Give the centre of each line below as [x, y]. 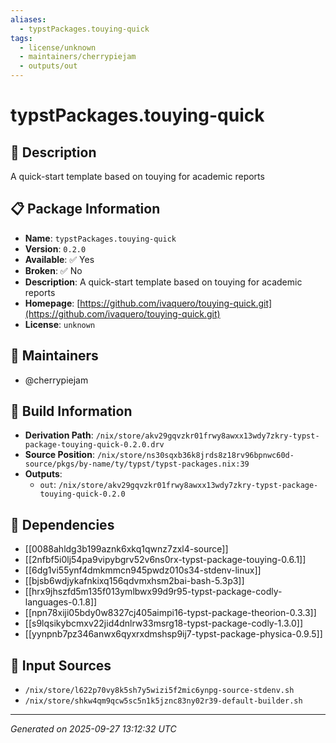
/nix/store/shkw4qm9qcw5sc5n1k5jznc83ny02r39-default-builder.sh [163, 701]
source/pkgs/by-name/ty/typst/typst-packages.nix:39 [137, 464]
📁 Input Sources [61, 665]
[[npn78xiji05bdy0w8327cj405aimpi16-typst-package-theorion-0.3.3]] [170, 613]
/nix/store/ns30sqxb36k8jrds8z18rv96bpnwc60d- [195, 456]
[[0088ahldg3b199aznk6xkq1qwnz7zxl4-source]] [126, 549]
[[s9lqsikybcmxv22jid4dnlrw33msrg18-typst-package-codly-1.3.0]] [164, 623]
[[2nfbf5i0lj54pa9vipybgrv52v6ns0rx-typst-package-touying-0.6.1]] [165, 560]
